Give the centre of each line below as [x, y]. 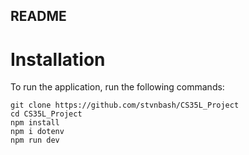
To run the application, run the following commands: [117, 87]
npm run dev [35, 140]
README [38, 16]
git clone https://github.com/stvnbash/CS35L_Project [125, 105]
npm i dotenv [37, 132]
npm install [35, 123]
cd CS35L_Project [46, 114]
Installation [58, 59]
